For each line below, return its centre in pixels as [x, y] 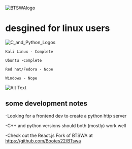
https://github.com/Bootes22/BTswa [43, 141]
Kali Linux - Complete [29, 51]
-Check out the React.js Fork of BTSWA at [49, 135]
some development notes [46, 104]
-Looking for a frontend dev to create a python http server [66, 116]
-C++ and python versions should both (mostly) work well [66, 125]
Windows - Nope [21, 78]
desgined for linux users [58, 28]
